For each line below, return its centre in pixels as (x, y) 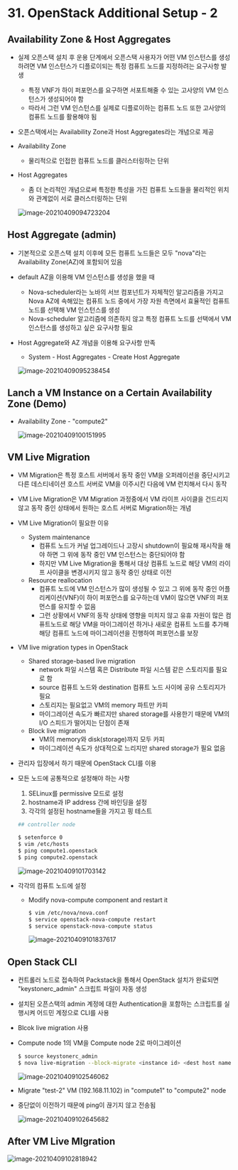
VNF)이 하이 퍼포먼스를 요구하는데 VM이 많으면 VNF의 (140, 597)
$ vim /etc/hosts (43, 844)
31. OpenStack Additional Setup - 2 (113, 13)
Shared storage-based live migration (82, 661)
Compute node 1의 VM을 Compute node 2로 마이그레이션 (99, 1043)
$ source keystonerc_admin (58, 1056)
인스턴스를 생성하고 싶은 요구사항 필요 (81, 327)
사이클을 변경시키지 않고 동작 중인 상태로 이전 (109, 573)
